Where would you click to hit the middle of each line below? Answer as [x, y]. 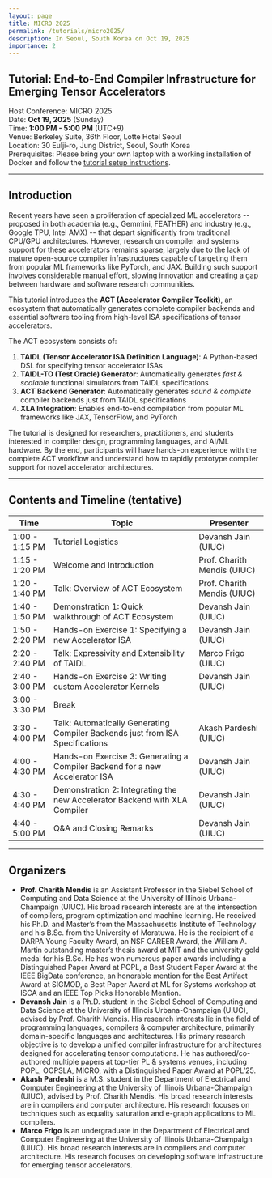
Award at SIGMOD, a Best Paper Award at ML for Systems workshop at [138, 985]
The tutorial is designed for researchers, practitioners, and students [121, 432]
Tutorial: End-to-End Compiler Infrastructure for [132, 79]
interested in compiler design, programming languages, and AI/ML [119, 441]
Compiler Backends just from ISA [116, 733]
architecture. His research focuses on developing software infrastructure [142, 1157]
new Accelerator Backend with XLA [120, 800]
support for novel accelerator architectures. [81, 467]
